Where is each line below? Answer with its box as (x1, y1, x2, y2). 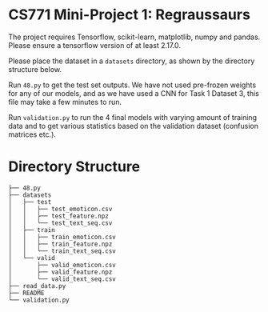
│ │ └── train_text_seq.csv (8, 246, 116, 255)
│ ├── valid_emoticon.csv (8, 261, 116, 269)
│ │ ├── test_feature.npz (8, 212, 110, 220)
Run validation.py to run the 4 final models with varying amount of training (8, 112, 258, 122)
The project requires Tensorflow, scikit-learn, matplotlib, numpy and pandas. (8, 32, 261, 42)
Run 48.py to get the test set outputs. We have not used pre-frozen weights (8, 80, 257, 90)
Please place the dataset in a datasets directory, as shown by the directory (8, 56, 255, 66)
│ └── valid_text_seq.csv (8, 274, 116, 283)
